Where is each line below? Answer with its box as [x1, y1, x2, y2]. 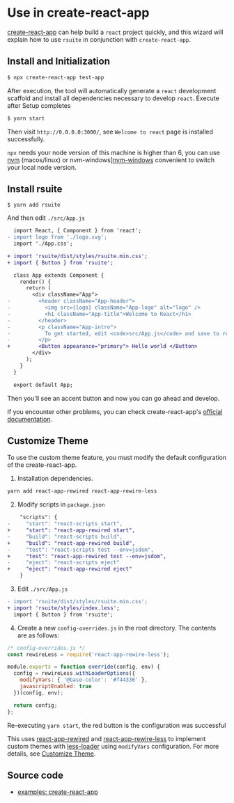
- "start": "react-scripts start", [7, 520, 123, 527]
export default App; [13, 381, 73, 388]
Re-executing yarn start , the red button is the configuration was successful [7, 721, 226, 729]
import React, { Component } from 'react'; [13, 228, 141, 234]
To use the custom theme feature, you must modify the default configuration [7, 454, 227, 462]
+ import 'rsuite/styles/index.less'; [7, 604, 120, 612]
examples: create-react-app [17, 788, 99, 796]
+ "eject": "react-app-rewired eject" [7, 566, 132, 573]
